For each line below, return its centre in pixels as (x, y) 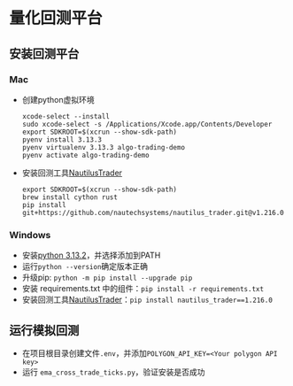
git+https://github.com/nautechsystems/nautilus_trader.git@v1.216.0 (153, 212)
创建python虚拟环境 (58, 99)
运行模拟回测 (44, 330)
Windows (30, 235)
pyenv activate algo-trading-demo (85, 155)
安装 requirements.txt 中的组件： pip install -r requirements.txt (143, 289)
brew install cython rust (69, 197)
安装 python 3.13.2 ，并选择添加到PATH (91, 255)
